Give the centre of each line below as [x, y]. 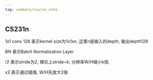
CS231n [17, 29]
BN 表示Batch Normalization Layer [39, 52]
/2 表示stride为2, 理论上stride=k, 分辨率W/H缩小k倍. [57, 62]
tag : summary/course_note [31, 9]
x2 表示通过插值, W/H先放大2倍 [37, 72]
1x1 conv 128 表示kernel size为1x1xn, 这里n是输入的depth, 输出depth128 [77, 41]
